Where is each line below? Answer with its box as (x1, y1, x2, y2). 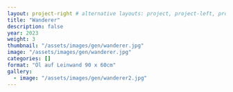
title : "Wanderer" (7, 17, 60, 24)
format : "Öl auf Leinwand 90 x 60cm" (7, 62, 116, 68)
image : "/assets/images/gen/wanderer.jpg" (7, 49, 132, 56)
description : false (7, 23, 64, 30)
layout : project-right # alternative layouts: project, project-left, (7, 10, 216, 17)
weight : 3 (7, 36, 36, 43)
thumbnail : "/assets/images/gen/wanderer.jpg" (7, 42, 144, 49)
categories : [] (7, 55, 51, 62)
